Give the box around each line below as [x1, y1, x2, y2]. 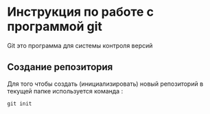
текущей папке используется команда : [7, 87, 124, 95]
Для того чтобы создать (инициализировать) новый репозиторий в [7, 80, 204, 88]
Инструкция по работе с [7, 4, 154, 20]
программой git [7, 19, 103, 34]
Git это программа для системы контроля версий [7, 41, 153, 49]
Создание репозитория [7, 61, 113, 73]
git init [7, 100, 32, 107]
